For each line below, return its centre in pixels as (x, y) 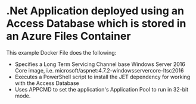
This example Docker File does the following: (61, 52)
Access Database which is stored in (96, 23)
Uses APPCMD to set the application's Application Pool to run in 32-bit (102, 89)
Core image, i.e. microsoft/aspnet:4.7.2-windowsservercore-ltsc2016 (99, 70)
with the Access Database (47, 83)
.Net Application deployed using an (95, 11)
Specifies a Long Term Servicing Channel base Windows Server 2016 (100, 64)
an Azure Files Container (69, 36)
